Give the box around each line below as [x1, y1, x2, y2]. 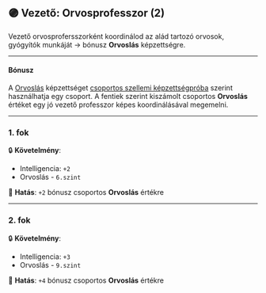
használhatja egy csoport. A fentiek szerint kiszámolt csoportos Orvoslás [8, 92, 248, 101]
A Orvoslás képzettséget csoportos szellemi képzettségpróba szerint [8, 83, 234, 93]
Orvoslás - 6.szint [19, 173, 82, 182]
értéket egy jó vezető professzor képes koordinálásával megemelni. [8, 100, 229, 109]
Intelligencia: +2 [19, 164, 71, 173]
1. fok [8, 127, 29, 138]
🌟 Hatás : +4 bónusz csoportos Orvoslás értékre [8, 276, 165, 285]
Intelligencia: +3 [19, 252, 71, 261]
